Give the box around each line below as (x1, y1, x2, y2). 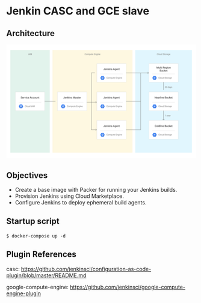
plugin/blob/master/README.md (6, 272, 87, 279)
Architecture (6, 28, 55, 38)
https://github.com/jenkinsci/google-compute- (70, 283, 185, 290)
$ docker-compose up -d (6, 233, 66, 239)
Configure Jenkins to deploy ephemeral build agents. (14, 199, 147, 206)
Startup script (6, 216, 60, 227)
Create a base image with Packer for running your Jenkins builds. (14, 186, 178, 193)
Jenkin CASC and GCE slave (6, 4, 149, 18)
